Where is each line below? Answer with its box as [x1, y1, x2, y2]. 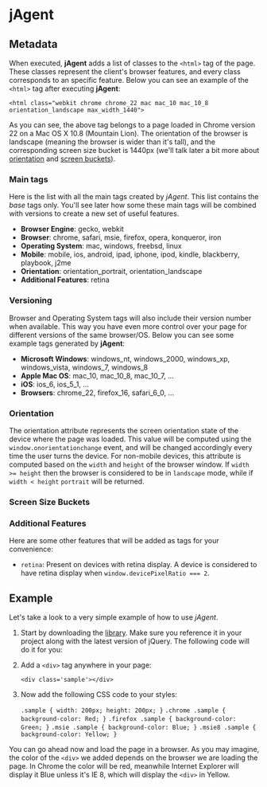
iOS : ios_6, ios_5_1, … [20, 379, 90, 389]
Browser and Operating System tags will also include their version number [9, 313, 252, 323]
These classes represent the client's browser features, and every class [9, 67, 242, 76]
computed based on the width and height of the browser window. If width [9, 460, 250, 469]
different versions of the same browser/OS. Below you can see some [9, 330, 234, 339]
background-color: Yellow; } [20, 730, 118, 738]
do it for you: [20, 644, 63, 654]
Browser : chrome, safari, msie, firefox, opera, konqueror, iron [20, 233, 222, 242]
